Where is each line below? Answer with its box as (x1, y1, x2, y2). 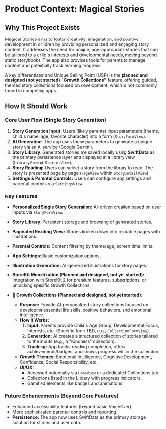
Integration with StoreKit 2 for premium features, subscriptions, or (12, 277, 147, 283)
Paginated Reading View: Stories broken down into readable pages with (12, 228, 160, 234)
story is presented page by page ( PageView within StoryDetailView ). (12, 170, 150, 176)
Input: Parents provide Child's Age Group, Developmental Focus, (27, 322, 159, 328)
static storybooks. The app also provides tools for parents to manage (5, 57, 146, 63)
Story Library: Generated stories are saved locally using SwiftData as (12, 149, 155, 155)
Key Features (5, 193, 38, 199)
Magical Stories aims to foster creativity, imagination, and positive (5, 36, 139, 42)
